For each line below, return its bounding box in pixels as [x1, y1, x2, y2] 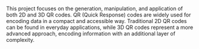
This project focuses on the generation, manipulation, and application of [6, 5, 183, 12]
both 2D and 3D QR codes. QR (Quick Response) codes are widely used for [6, 11, 191, 18]
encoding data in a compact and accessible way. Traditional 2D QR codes [6, 18, 187, 24]
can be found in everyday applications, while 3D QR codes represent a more [6, 24, 194, 31]
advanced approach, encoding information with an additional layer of [6, 30, 176, 37]
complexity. [6, 37, 35, 43]
